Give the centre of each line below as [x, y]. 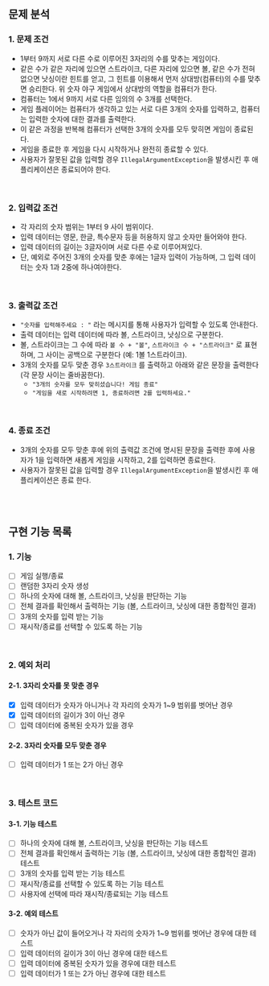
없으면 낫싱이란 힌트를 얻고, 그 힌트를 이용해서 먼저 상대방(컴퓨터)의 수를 [133, 78]
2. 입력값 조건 [33, 208]
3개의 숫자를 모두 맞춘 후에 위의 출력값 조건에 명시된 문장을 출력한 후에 [130, 449]
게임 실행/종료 [42, 576]
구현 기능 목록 [40, 531]
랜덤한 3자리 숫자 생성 [55, 586]
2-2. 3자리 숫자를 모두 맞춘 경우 [57, 745]
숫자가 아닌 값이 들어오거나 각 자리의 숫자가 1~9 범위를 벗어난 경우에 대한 [134, 933]
